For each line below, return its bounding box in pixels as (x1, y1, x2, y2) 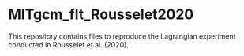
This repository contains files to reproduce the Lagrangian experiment (8, 32, 236, 41)
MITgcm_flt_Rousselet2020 (8, 6, 194, 24)
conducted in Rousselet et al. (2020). (8, 39, 129, 49)
